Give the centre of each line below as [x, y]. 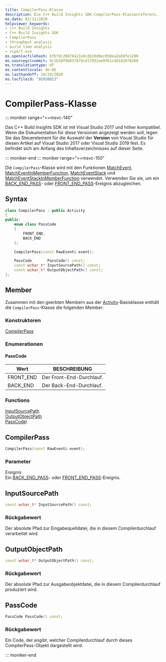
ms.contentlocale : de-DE [31, 70]
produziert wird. [22, 589]
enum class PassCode [35, 224]
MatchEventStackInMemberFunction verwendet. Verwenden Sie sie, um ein [82, 178]
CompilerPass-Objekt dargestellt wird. [44, 646]
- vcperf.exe [19, 51]
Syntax [16, 199]
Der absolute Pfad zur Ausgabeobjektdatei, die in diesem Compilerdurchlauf [83, 584]
